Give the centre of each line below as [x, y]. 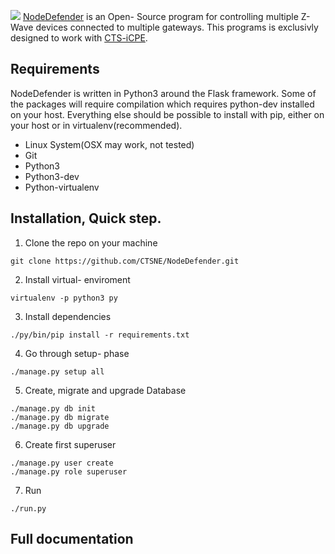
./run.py [28, 508]
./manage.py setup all [57, 371]
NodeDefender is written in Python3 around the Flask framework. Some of [163, 93]
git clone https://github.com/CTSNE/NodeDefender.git [125, 261]
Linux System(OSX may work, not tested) [109, 144]
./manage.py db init [53, 408]
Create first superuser [70, 444]
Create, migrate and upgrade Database [105, 390]
